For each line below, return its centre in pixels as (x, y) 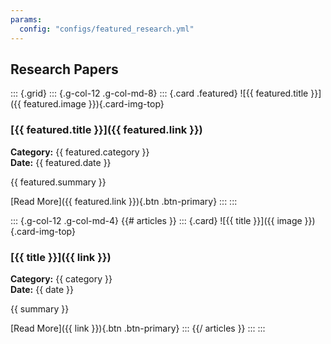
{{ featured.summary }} (58, 182)
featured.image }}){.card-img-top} (94, 104)
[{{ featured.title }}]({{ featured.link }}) (106, 130)
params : (26, 19)
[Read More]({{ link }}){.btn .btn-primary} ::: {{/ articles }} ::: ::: (138, 328)
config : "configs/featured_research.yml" (107, 29)
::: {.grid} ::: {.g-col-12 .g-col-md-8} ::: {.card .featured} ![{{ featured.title (159, 93)
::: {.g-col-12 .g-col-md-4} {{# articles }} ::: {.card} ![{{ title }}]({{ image (156, 220)
